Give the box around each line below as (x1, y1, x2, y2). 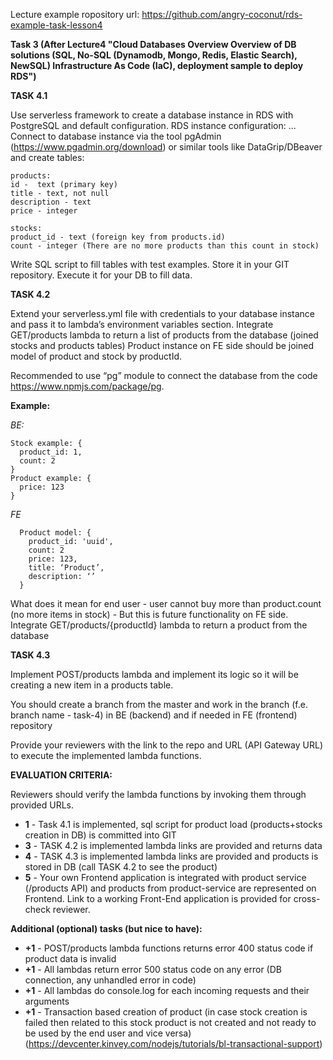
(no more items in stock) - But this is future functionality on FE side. (10, 609, 289, 620)
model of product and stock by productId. (10, 350, 182, 362)
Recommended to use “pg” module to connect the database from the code (10, 370, 318, 381)
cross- (293, 893, 321, 904)
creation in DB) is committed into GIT (24, 829, 177, 841)
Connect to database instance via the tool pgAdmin (10, 130, 222, 142)
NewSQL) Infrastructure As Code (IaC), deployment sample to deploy (10, 60, 304, 71)
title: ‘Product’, (28, 563, 105, 573)
